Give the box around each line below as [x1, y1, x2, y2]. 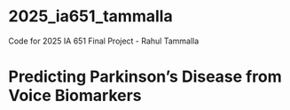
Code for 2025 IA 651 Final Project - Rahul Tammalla [8, 35, 200, 46]
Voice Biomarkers [8, 86, 143, 106]
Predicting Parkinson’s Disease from [8, 67, 282, 87]
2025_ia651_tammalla [8, 6, 174, 27]
